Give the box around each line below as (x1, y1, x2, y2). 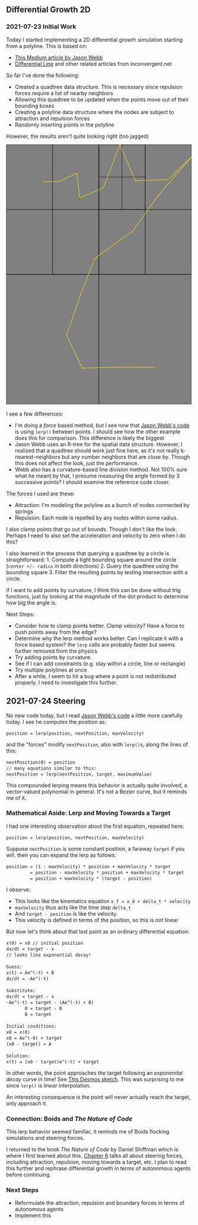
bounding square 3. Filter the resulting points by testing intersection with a (6, 568, 188, 575)
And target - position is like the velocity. (14, 910, 118, 917)
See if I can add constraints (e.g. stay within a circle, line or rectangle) (14, 660, 186, 667)
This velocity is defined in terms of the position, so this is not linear (14, 916, 179, 923)
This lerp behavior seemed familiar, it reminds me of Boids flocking (6, 1128, 170, 1135)
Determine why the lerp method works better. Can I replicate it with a (14, 635, 184, 642)
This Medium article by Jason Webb (14, 53, 103, 61)
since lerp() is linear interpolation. (6, 1082, 91, 1089)
